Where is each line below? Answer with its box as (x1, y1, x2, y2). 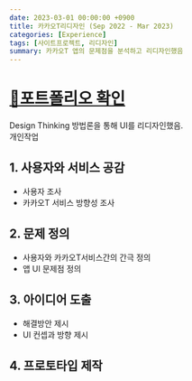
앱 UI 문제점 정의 (22, 263, 82, 274)
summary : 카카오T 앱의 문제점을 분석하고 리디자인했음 (9, 47, 184, 56)
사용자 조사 (22, 186, 62, 197)
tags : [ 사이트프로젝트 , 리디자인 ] (9, 38, 118, 48)
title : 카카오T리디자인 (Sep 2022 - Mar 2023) (9, 22, 174, 31)
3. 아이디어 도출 (9, 293, 92, 308)
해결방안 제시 (22, 318, 69, 329)
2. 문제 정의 (9, 227, 70, 242)
